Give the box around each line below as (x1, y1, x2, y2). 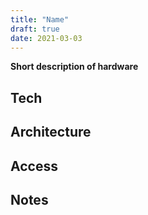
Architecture (10, 124, 92, 141)
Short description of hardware (10, 61, 139, 73)
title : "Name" (10, 14, 70, 25)
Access (10, 157, 58, 175)
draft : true (10, 24, 60, 34)
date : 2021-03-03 (10, 33, 83, 43)
